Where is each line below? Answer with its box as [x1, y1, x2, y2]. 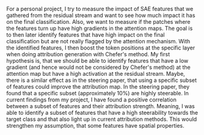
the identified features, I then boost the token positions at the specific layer [6, 44, 195, 51]
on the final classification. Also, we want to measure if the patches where [6, 18, 191, 25]
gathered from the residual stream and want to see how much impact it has [6, 12, 195, 19]
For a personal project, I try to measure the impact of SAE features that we [6, 5, 194, 12]
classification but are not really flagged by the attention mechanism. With [6, 38, 191, 45]
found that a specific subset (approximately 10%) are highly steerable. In [6, 90, 189, 97]
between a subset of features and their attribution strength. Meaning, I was [6, 103, 195, 109]
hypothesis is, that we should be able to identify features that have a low [6, 57, 189, 64]
